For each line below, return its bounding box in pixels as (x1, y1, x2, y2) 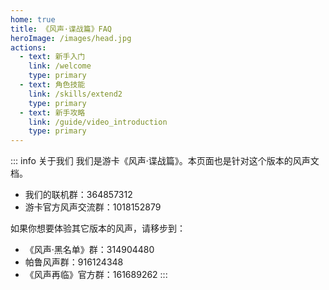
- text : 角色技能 (19, 80, 86, 90)
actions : (10, 42, 47, 53)
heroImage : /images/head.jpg (10, 33, 132, 43)
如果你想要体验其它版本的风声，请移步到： (10, 222, 186, 235)
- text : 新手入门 (19, 52, 86, 62)
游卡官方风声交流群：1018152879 (24, 201, 162, 213)
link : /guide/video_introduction (28, 117, 168, 127)
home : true (10, 14, 56, 25)
